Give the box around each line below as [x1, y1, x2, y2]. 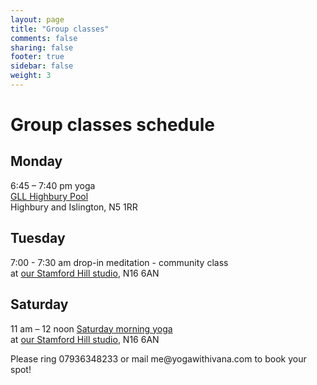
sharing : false [10, 42, 74, 53]
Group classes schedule [10, 114, 215, 136]
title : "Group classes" [10, 24, 110, 34]
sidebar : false [10, 61, 74, 71]
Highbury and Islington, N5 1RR [10, 201, 138, 213]
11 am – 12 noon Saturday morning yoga [10, 322, 173, 335]
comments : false [10, 33, 78, 43]
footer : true [10, 52, 65, 62]
